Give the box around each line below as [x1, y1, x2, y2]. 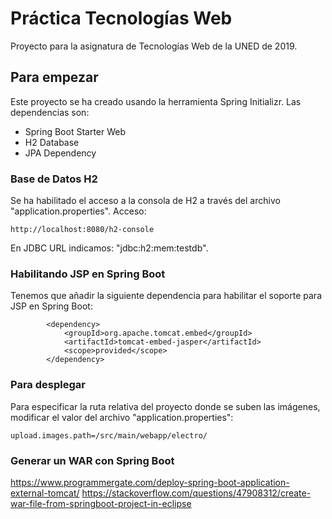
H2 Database [24, 136, 80, 148]
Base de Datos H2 [10, 172, 98, 186]
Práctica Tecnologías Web [10, 7, 233, 30]
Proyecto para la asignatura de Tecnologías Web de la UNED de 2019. [10, 40, 298, 52]
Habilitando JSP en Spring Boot [10, 267, 166, 281]
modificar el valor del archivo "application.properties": [10, 411, 234, 423]
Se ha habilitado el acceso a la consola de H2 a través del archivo [10, 195, 281, 207]
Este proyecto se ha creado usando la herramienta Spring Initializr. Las [10, 95, 302, 107]
